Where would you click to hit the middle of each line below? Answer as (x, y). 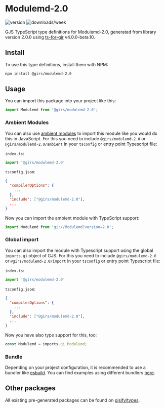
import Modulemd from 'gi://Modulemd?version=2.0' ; (59, 227)
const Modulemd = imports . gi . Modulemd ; (46, 344)
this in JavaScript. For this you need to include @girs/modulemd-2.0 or (75, 138)
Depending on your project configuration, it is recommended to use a (75, 367)
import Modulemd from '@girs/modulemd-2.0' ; (52, 110)
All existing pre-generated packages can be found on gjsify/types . (72, 400)
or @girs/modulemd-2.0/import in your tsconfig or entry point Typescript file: (83, 261)
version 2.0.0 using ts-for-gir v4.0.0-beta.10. (50, 37)
